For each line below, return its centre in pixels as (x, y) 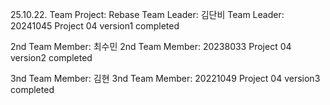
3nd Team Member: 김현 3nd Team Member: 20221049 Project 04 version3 (165, 78)
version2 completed (51, 57)
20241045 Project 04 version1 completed (95, 26)
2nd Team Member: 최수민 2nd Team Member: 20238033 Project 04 (151, 46)
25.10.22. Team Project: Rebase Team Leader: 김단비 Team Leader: (147, 14)
